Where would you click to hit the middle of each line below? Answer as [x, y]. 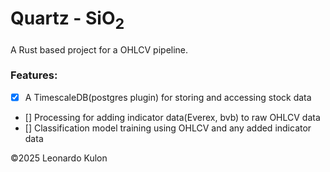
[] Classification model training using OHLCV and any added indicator [168, 128]
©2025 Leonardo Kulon [59, 158]
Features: [34, 75]
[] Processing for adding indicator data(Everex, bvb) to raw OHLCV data [172, 117]
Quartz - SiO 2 [67, 20]
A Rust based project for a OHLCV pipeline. [99, 49]
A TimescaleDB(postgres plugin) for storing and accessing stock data [168, 97]
